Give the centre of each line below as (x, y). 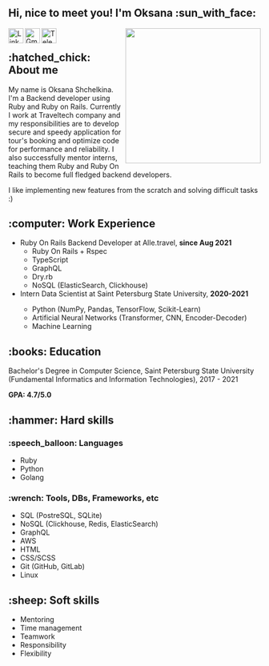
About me (33, 70)
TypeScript (50, 260)
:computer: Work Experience (82, 224)
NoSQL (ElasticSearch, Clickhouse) (90, 285)
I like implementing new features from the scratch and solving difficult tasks (133, 190)
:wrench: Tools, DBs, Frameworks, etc (84, 498)
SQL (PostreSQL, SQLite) (61, 516)
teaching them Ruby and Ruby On (64, 166)
